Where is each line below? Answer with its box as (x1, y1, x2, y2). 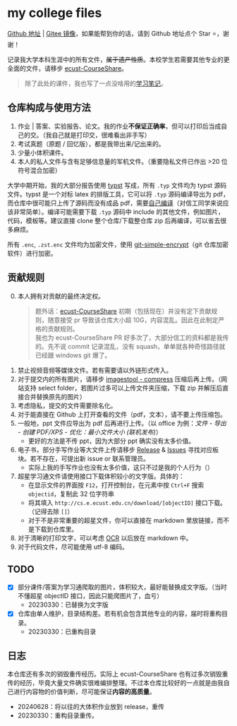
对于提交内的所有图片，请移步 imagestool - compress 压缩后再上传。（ (17, 374, 221, 383)
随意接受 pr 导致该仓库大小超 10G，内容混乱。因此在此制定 (47, 316, 219, 324)
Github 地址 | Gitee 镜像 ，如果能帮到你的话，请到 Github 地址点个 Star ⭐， (7, 29, 224, 37)
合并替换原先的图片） (23, 392, 86, 400)
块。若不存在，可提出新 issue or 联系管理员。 (17, 454, 150, 463)
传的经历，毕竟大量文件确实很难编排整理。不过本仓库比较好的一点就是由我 (7, 679, 224, 687)
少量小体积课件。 (17, 148, 68, 157)
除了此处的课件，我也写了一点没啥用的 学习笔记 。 (24, 79, 167, 88)
